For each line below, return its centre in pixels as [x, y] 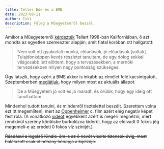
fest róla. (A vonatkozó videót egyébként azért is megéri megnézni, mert [78, 117]
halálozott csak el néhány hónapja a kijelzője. [51, 142]
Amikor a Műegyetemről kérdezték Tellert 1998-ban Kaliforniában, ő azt [77, 37]
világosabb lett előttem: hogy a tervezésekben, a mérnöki [75, 62]
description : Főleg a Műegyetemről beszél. [50, 23]
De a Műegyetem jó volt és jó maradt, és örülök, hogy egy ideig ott [84, 91]
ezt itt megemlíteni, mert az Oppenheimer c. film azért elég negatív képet [79, 111]
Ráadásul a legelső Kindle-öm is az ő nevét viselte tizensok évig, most [76, 136]
